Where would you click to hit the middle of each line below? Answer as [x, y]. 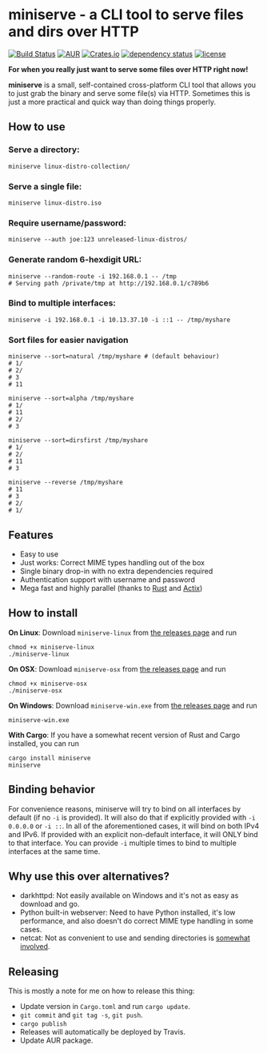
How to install [43, 613]
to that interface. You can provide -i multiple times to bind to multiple [123, 843]
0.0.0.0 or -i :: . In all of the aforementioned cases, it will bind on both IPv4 [134, 826]
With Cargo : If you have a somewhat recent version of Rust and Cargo [124, 735]
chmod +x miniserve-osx [48, 684]
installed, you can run [44, 743]
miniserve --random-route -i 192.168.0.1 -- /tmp [93, 276]
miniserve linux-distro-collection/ [69, 166]
